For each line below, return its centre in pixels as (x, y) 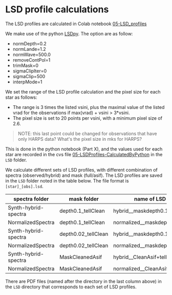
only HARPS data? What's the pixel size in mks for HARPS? (80, 139)
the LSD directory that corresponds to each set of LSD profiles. (71, 287)
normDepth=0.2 (30, 43)
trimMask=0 (26, 65)
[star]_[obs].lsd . (24, 186)
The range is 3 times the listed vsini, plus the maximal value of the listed (89, 107)
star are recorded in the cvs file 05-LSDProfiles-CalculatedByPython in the (84, 154)
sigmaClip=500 (29, 76)
